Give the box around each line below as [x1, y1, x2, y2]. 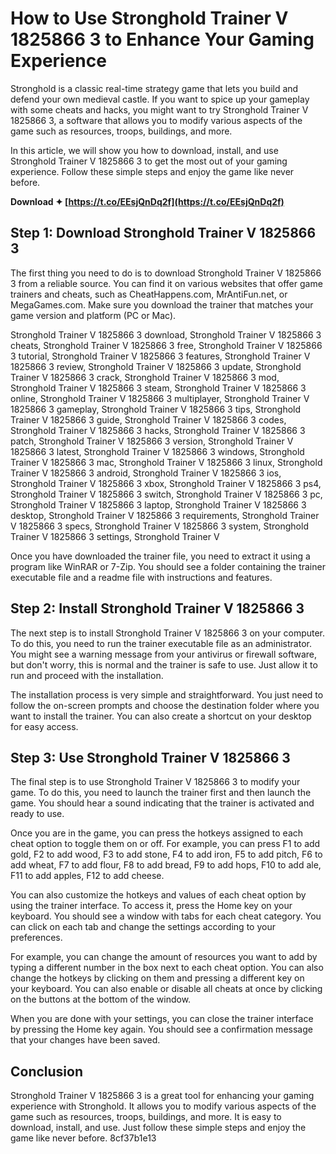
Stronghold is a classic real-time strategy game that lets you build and [10, 82, 299, 94]
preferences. [10, 932, 63, 944]
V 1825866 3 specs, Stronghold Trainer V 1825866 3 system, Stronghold [10, 520, 309, 532]
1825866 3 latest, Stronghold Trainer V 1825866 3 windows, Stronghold [10, 445, 305, 457]
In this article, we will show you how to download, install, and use [10, 144, 279, 156]
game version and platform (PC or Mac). [10, 309, 177, 321]
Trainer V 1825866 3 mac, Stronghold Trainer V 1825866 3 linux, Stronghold [10, 456, 323, 468]
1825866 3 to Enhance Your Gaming [10, 28, 315, 51]
